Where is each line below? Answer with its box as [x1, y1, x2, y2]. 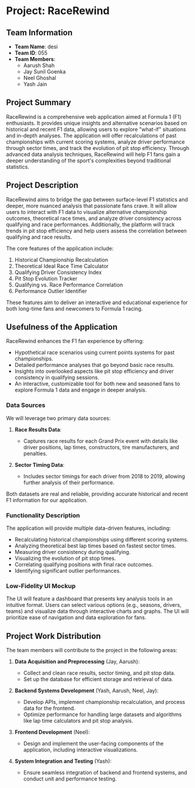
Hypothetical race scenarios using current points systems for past [14, 349, 175, 356]
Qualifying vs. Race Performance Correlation [14, 281, 123, 288]
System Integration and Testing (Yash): [14, 757, 112, 765]
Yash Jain [23, 81, 48, 88]
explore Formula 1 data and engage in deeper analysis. [14, 386, 147, 393]
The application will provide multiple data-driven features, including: [6, 525, 172, 532]
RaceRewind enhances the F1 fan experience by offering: [6, 338, 144, 345]
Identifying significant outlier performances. [14, 567, 122, 575]
